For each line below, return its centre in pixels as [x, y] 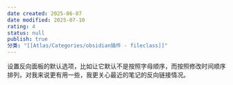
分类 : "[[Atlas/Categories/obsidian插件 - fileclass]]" [87, 46]
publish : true [28, 39]
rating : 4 [21, 26]
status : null [26, 33]
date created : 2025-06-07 [44, 13]
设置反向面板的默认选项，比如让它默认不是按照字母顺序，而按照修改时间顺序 [116, 66]
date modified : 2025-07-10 [46, 20]
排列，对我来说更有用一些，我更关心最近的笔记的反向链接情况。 [98, 75]
